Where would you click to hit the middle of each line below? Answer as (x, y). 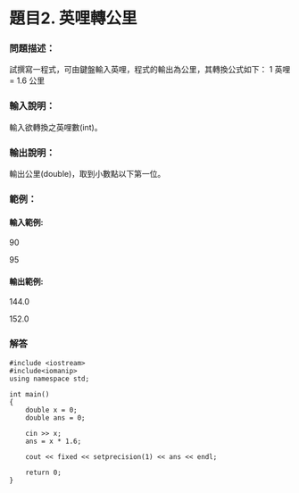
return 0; (44, 472)
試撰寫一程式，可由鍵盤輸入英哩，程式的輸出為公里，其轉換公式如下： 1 (141, 70)
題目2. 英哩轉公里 (73, 18)
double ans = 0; (56, 418)
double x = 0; (51, 410)
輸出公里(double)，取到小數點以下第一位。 (87, 174)
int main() (29, 394)
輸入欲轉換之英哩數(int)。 (56, 127)
